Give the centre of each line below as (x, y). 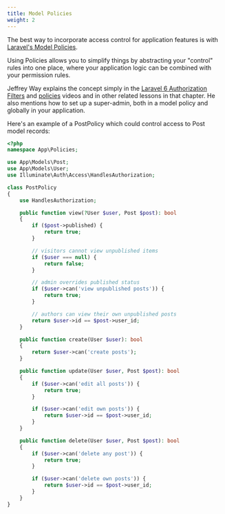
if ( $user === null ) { (64, 257)
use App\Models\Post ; (38, 163)
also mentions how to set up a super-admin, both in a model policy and (108, 103)
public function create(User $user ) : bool (81, 339)
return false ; (64, 264)
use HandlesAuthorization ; (58, 201)
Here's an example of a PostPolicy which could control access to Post (106, 123)
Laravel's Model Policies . (42, 47)
